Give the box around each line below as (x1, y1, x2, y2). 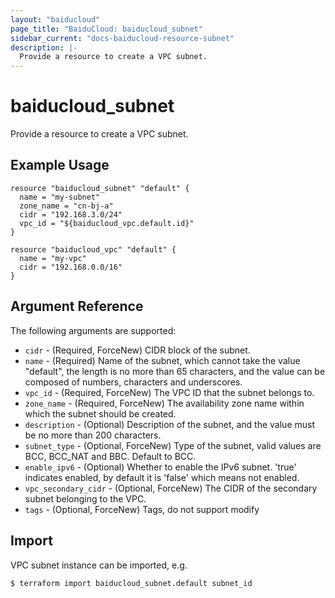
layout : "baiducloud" (10, 14, 101, 25)
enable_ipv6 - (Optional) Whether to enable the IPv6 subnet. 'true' (24, 461, 297, 473)
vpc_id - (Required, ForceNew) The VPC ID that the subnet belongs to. (24, 386, 315, 398)
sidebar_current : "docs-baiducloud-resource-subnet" (10, 33, 235, 43)
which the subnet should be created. (24, 407, 177, 420)
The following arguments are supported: (10, 324, 177, 336)
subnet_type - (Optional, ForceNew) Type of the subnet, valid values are (24, 439, 322, 451)
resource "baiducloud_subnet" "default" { (10, 183, 190, 193)
